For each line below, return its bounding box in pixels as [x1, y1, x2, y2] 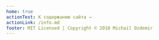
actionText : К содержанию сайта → [6, 14, 92, 20]
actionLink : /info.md [6, 19, 60, 25]
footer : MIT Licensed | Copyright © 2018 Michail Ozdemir [6, 25, 153, 31]
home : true [6, 8, 33, 15]
